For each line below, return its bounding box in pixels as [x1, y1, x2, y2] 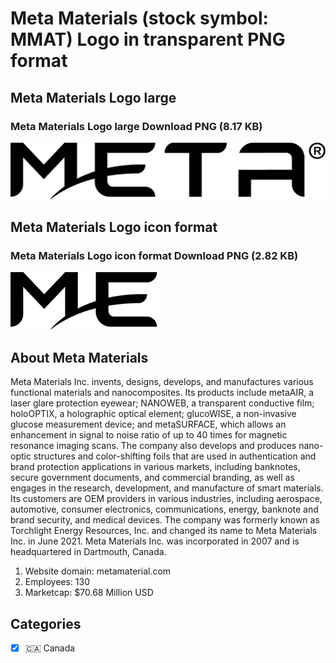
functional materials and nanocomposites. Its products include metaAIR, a [10, 387, 315, 399]
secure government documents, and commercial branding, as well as [10, 472, 295, 484]
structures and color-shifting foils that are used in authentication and [33, 450, 317, 462]
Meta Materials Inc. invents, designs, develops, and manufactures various [10, 376, 314, 388]
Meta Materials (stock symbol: [10, 7, 269, 30]
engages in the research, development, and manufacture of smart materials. [10, 482, 324, 494]
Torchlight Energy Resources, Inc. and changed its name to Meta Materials [10, 525, 318, 537]
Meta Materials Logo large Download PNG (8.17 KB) [10, 119, 263, 133]
